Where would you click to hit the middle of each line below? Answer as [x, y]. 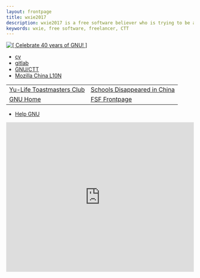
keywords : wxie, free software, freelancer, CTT [68, 28]
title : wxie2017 [26, 17]
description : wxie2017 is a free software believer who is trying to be [98, 23]
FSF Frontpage [111, 99]
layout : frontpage [29, 12]
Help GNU [27, 114]
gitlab [22, 63]
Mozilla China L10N [38, 76]
